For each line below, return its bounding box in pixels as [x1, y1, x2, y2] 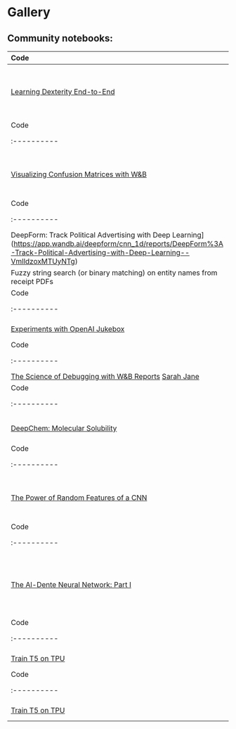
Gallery [7, 4, 51, 20]
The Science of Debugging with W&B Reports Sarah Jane [11, 372, 200, 381]
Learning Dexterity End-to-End [11, 87, 115, 96]
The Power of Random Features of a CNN [11, 493, 147, 503]
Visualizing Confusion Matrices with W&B [11, 169, 147, 179]
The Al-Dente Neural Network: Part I [11, 580, 131, 589]
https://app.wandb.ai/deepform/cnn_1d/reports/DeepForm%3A [13, 239, 223, 248]
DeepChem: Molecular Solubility [11, 423, 117, 433]
